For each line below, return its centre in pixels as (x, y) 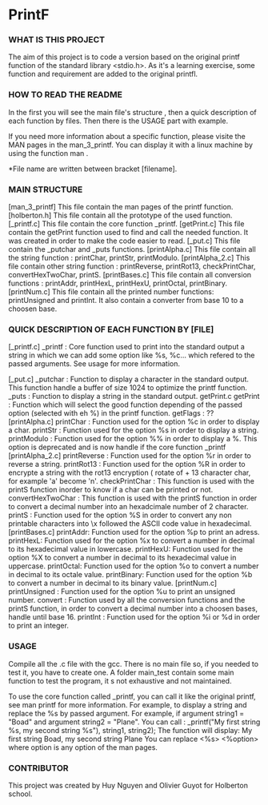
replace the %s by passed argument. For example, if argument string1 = (126, 713)
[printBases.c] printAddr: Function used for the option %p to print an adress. (134, 532)
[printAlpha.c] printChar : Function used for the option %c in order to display (134, 422)
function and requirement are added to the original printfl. (103, 74)
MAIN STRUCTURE (46, 189)
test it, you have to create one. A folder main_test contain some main (121, 672)
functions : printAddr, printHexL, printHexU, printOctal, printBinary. (118, 283)
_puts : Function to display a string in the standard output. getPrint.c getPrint (134, 397)
